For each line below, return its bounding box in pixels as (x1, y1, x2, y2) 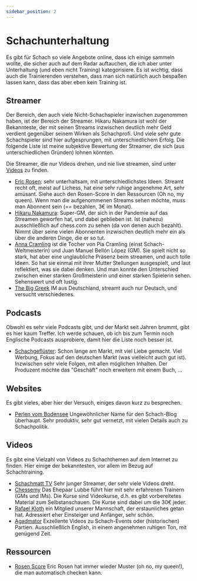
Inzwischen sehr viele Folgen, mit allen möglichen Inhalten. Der (14, 360, 168, 367)
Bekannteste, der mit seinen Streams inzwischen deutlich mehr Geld (6, 124, 172, 131)
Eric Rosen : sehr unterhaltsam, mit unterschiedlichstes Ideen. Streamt (14, 178, 184, 185)
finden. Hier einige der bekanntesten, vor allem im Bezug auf (6, 462, 153, 469)
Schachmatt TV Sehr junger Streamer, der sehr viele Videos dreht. (14, 480, 175, 487)
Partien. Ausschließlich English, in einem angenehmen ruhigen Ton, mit (14, 523, 187, 531)
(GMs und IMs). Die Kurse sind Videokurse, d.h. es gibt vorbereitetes (14, 492, 182, 499)
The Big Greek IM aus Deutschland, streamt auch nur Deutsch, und (14, 284, 178, 292)
